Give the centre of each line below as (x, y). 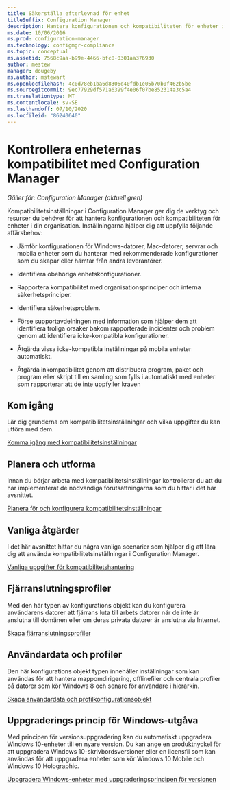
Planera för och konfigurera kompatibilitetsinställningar (85, 509)
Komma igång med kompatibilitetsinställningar (72, 442)
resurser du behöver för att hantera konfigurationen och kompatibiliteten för (114, 218)
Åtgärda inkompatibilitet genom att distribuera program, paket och (110, 369)
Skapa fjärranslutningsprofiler (49, 633)
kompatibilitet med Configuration (103, 164)
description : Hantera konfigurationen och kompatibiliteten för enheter (113, 26)
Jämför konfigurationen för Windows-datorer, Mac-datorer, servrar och (117, 246)
